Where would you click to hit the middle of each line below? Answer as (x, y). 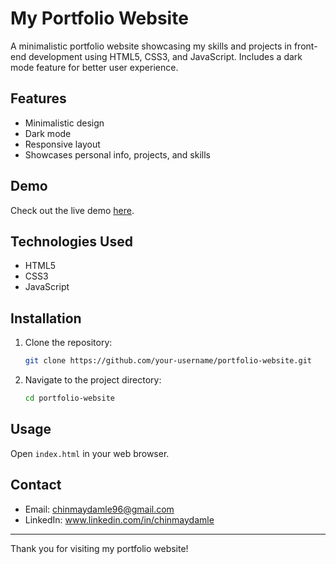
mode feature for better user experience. (94, 67)
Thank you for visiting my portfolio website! (99, 548)
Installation (46, 318)
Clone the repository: (68, 343)
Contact (36, 485)
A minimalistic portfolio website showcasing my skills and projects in (151, 46)
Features (38, 98)
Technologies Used (71, 241)
